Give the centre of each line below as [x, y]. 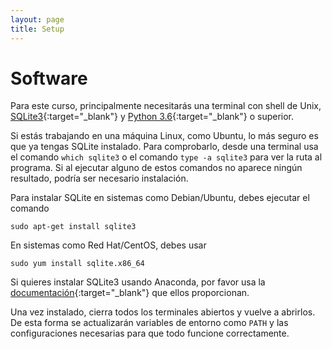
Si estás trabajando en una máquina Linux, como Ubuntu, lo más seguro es [164, 136]
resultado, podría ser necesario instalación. [99, 178]
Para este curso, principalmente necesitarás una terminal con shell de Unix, [166, 106]
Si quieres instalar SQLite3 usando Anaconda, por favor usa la [138, 282]
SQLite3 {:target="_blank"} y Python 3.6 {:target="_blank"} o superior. [152, 117]
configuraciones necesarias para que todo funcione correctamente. [150, 333]
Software [49, 78]
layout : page [37, 19]
